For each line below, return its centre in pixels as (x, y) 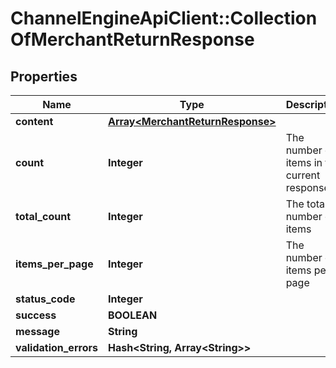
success (36, 315)
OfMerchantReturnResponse (132, 39)
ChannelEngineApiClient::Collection (164, 18)
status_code (45, 299)
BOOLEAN (132, 315)
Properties (44, 76)
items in (304, 162)
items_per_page (54, 264)
